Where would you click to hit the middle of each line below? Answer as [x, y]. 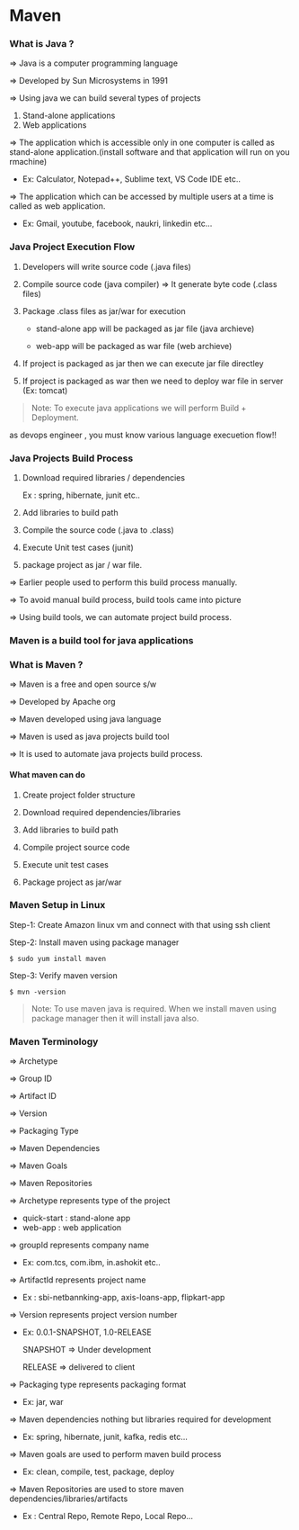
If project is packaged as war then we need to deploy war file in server [153, 381]
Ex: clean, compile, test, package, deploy [98, 1471]
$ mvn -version [38, 992]
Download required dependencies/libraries [101, 812]
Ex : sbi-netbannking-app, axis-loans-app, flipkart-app [123, 1298]
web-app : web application [72, 1228]
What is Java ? [42, 44]
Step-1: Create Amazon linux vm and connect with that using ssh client [140, 924]
